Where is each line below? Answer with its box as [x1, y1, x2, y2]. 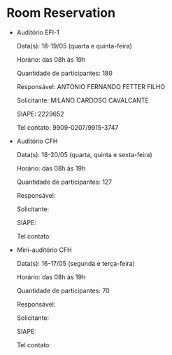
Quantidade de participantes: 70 [16, 286, 110, 295]
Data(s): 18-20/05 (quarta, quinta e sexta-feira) [16, 150, 153, 159]
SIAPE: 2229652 [16, 109, 64, 118]
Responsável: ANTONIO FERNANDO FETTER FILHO [16, 82, 166, 91]
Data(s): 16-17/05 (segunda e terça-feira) [16, 259, 136, 267]
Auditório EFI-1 [16, 28, 60, 36]
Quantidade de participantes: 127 [16, 177, 113, 186]
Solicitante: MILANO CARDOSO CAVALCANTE [16, 96, 150, 105]
